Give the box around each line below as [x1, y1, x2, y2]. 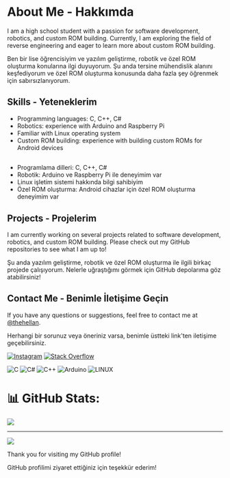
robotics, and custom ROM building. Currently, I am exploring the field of [7, 34, 212, 42]
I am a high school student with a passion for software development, [7, 27, 201, 35]
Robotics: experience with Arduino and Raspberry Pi [16, 121, 165, 130]
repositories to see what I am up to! [7, 244, 107, 253]
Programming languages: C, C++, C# [16, 114, 122, 123]
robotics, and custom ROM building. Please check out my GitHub [7, 238, 190, 246]
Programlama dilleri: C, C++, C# [16, 164, 107, 172]
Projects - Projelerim [7, 212, 97, 224]
